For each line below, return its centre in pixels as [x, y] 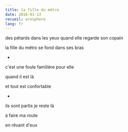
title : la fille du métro [32, 10]
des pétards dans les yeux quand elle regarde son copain [64, 38]
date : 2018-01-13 [23, 14]
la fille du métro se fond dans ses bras [44, 47]
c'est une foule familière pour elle [39, 67]
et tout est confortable [28, 86]
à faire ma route [21, 115]
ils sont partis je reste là [29, 106]
